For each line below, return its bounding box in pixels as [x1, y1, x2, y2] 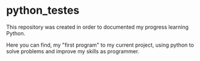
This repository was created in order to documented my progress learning [6, 23, 189, 30]
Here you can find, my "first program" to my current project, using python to [6, 41, 195, 48]
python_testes [6, 4, 80, 17]
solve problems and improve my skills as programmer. [6, 47, 140, 54]
